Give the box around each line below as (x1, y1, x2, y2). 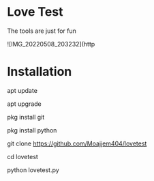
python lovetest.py (7, 165, 59, 174)
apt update (7, 86, 37, 94)
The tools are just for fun (7, 27, 77, 35)
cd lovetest (7, 152, 39, 161)
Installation (7, 64, 72, 79)
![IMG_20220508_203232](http (7, 40, 95, 48)
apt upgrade (7, 100, 42, 108)
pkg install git (7, 113, 45, 121)
